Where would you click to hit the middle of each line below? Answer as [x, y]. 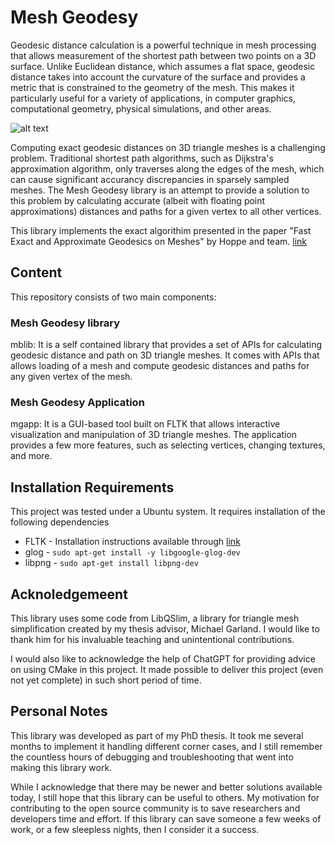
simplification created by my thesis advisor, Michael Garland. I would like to [165, 628]
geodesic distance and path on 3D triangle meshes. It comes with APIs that [165, 355]
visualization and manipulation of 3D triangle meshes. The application [154, 435]
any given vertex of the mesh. [71, 377]
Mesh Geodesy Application [77, 402]
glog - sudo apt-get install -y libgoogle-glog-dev [132, 552]
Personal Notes [59, 711]
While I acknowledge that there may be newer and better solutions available [166, 787]
